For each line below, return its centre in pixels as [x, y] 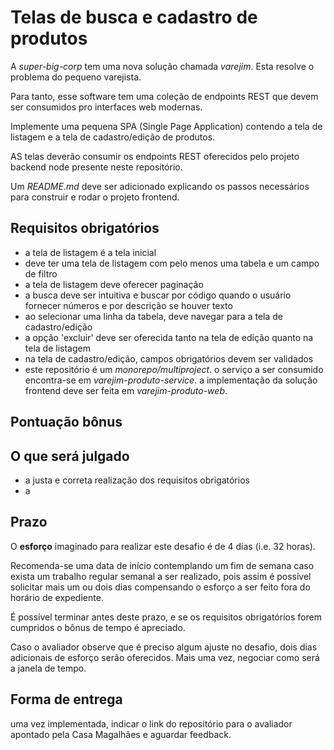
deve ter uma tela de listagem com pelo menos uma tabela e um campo [172, 263]
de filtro [41, 273]
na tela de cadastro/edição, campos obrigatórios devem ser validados [169, 358]
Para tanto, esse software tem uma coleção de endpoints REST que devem [164, 96]
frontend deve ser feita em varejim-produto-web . [126, 390]
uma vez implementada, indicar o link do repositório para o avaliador [151, 723]
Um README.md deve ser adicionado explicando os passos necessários [160, 186]
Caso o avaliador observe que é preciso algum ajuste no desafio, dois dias [164, 647]
